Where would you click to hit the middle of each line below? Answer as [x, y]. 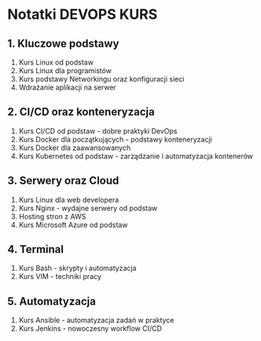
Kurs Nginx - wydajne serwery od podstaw [88, 208]
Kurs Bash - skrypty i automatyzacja [77, 268]
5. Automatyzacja [51, 301]
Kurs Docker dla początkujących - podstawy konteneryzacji [116, 139]
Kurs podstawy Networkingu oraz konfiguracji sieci [101, 79]
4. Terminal [36, 249]
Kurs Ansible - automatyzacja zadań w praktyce [96, 321]
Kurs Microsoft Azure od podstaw [73, 225]
